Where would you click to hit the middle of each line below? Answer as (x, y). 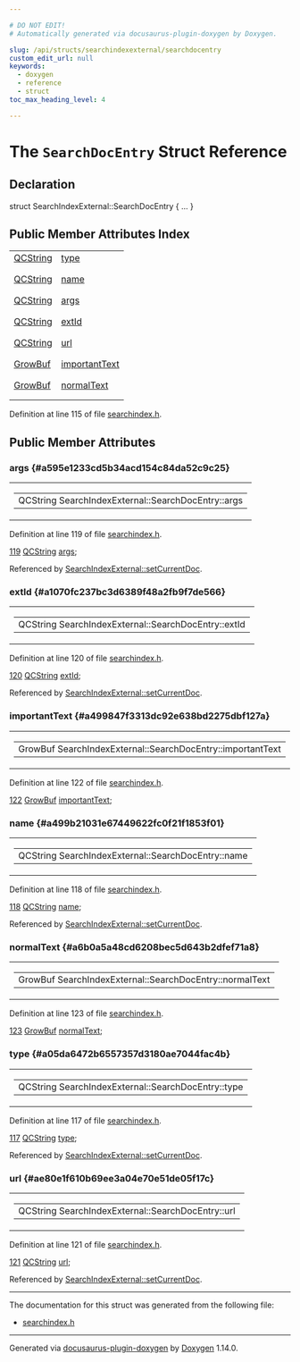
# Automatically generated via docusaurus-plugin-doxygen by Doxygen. (143, 34)
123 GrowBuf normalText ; (56, 1031)
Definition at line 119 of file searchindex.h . (86, 534)
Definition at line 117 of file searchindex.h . (86, 1120)
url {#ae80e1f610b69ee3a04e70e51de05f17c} (112, 1178)
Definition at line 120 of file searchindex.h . (87, 659)
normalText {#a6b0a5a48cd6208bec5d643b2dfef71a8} (134, 946)
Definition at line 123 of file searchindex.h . (86, 1013)
